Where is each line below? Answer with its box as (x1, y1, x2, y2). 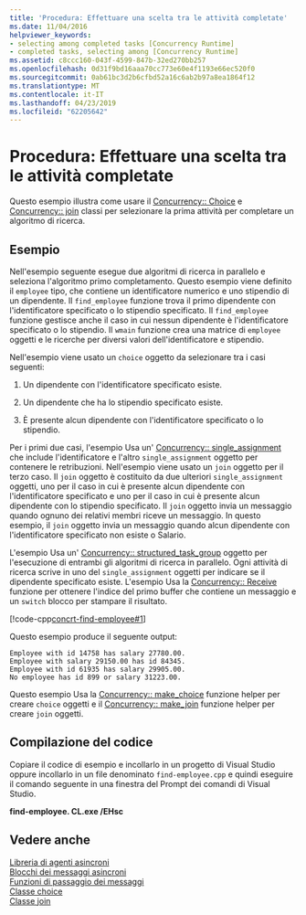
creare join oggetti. (9, 708, 84, 718)
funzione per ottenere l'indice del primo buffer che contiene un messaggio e (9, 586, 297, 597)
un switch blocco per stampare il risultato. (9, 596, 168, 606)
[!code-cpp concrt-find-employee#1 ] (9, 613, 146, 624)
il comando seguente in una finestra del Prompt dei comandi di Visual (9, 778, 271, 789)
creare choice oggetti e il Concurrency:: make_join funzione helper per (9, 698, 276, 709)
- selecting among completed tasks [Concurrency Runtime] (9, 38, 235, 48)
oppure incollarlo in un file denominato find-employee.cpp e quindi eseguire (9, 769, 294, 780)
